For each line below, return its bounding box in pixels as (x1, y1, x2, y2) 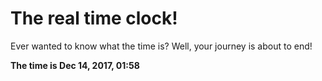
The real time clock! (10, 7, 178, 30)
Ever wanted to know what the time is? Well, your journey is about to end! (10, 40, 313, 52)
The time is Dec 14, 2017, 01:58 (10, 59, 140, 71)
